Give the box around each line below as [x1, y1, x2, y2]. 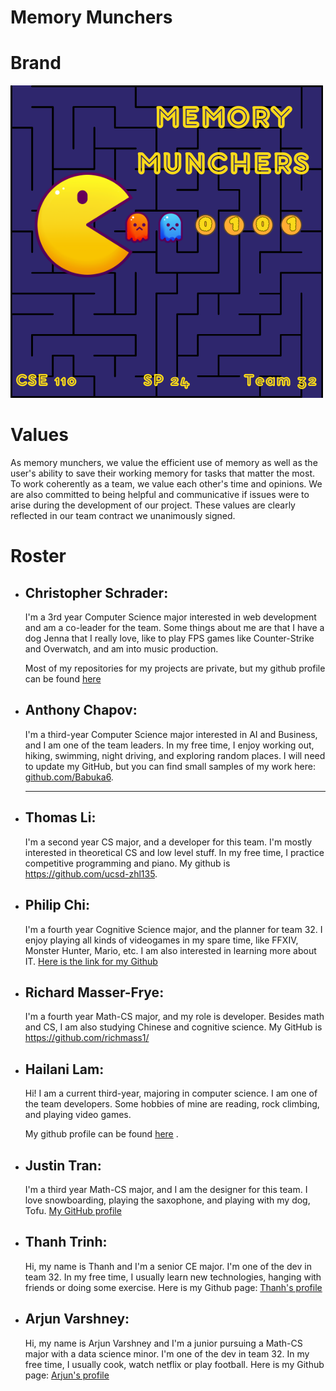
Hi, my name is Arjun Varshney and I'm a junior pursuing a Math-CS [24, 1337, 303, 1349]
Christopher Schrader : [24, 584, 169, 601]
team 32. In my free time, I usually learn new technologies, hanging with [24, 1271, 322, 1283]
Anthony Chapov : [24, 702, 138, 719]
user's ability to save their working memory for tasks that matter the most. [10, 467, 316, 480]
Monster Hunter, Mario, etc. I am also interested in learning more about [24, 944, 317, 956]
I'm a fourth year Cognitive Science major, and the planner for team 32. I [24, 923, 323, 935]
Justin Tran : [24, 1157, 102, 1174]
